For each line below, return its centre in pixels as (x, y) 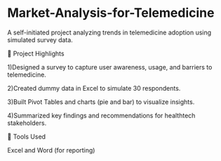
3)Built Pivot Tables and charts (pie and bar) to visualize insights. (101, 102)
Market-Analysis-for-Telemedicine (111, 13)
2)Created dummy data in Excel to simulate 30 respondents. (94, 88)
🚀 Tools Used (27, 136)
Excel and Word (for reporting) (51, 150)
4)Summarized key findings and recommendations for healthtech (101, 115)
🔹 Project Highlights (36, 53)
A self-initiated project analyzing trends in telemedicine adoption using (109, 32)
